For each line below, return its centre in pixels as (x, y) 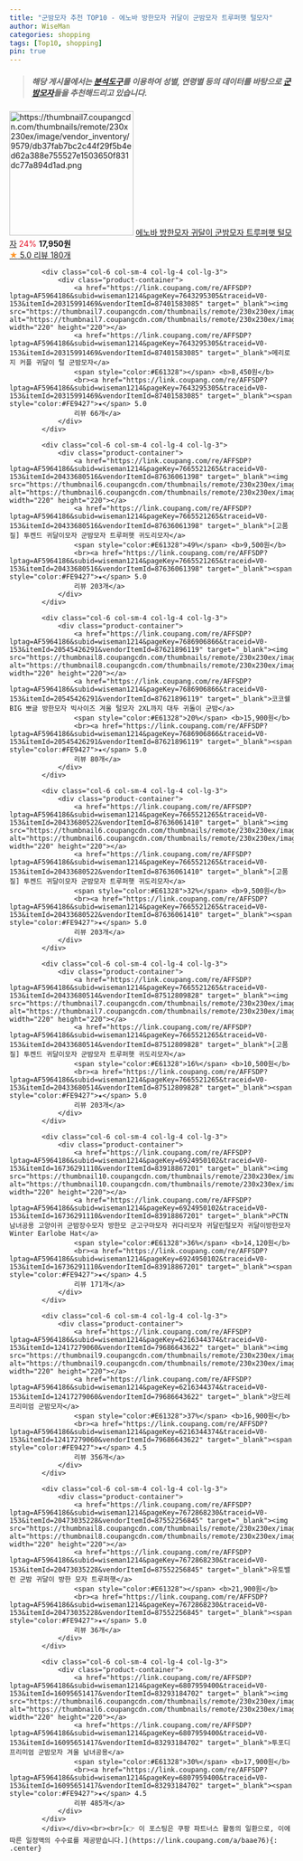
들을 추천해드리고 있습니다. (101, 92)
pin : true (28, 52)
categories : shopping (50, 34)
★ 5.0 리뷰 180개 (40, 255)
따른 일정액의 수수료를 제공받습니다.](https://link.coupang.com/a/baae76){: (143, 1841)
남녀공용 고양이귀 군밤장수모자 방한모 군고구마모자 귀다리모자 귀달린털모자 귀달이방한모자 (150, 1226)
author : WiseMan (40, 26)
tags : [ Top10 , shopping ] (56, 43)
